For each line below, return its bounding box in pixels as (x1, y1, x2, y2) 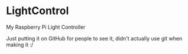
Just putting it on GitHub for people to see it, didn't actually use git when (6, 35, 183, 42)
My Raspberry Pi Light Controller (6, 23, 85, 31)
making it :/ (6, 41, 34, 48)
